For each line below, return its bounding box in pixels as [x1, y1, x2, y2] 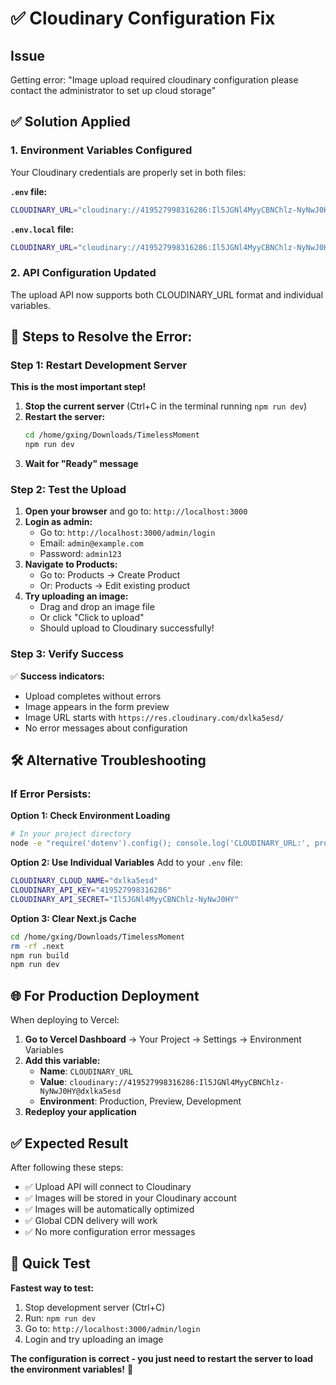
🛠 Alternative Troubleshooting [10, 752, 207, 769]
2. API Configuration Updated [10, 266, 157, 280]
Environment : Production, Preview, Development [39, 1095, 242, 1107]
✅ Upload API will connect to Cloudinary [24, 1180, 192, 1192]
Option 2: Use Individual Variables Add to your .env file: [10, 857, 243, 869]
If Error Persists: [10, 787, 92, 801]
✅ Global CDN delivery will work [24, 1214, 158, 1226]
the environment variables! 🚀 [10, 1363, 134, 1375]
